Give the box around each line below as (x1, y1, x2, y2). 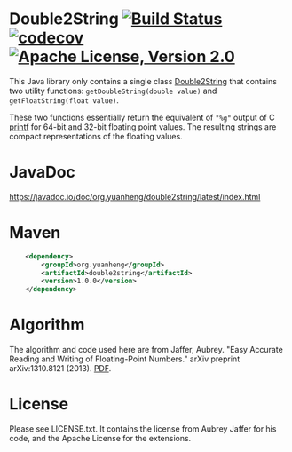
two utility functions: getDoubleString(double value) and (9, 85, 217, 96)
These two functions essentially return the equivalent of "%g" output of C (9, 112, 275, 123)
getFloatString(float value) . (9, 94, 120, 106)
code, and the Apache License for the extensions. (9, 433, 192, 444)
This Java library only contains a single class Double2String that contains (9, 75, 278, 86)
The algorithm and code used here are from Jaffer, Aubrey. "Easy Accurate (9, 345, 284, 355)
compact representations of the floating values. (9, 131, 184, 141)
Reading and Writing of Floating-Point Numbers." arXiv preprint (9, 353, 241, 364)
